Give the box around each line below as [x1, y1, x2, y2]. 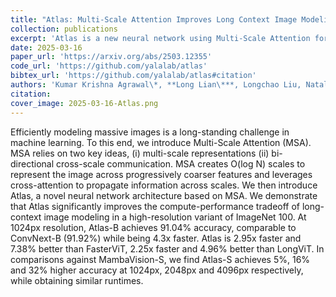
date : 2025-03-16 [10, 42, 83, 53]
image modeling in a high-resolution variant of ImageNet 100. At [43, 211, 307, 223]
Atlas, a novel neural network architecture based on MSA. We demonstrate [10, 189, 318, 201]
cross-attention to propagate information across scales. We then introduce [10, 179, 318, 191]
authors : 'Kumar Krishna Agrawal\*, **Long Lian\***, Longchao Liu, [10, 80, 302, 90]
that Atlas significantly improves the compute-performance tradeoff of [10, 200, 301, 212]
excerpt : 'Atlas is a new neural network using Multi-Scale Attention [10, 33, 311, 43]
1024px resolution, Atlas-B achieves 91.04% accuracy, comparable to [10, 221, 297, 233]
